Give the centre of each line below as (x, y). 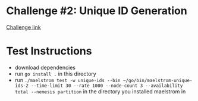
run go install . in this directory (55, 74)
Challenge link (24, 27)
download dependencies (45, 67)
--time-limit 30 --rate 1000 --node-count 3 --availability (107, 86)
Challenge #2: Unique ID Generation (97, 11)
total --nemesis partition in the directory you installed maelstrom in (100, 91)
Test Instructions (49, 51)
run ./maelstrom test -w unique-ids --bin (67, 80)
